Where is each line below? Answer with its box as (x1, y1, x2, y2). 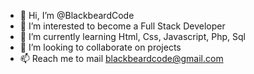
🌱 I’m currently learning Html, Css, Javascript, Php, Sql (19, 31, 246, 42)
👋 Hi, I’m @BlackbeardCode (19, 10, 135, 21)
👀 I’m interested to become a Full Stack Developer (19, 20, 226, 32)
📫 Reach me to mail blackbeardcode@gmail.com (19, 53, 224, 64)
